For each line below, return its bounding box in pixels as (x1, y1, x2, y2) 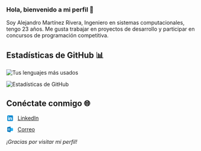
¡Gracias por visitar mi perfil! (6, 138, 77, 145)
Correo (18, 126, 35, 133)
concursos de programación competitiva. (6, 32, 109, 39)
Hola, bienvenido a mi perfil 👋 (6, 5, 94, 14)
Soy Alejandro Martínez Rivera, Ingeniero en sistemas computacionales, (6, 19, 185, 26)
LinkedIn (18, 114, 39, 122)
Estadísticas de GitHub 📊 (6, 50, 104, 60)
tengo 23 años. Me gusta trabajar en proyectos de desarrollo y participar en (6, 25, 195, 32)
